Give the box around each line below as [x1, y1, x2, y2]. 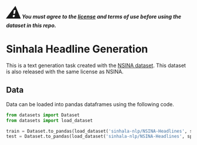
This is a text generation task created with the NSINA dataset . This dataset [6, 62, 186, 69]
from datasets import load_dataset [6, 117, 93, 123]
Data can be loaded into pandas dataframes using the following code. [6, 100, 175, 107]
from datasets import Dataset [6, 112, 80, 118]
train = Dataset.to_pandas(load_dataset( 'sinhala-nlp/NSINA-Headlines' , [6, 128, 188, 134]
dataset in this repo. [6, 22, 57, 29]
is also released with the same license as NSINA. [6, 68, 124, 75]
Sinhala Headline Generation [6, 42, 148, 56]
